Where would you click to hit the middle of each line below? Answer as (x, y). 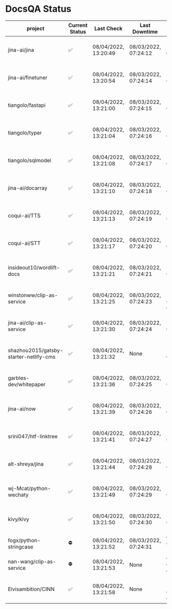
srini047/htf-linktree (33, 436)
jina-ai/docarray (28, 188)
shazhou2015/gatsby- (36, 350)
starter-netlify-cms (32, 356)
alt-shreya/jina (26, 464)
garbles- (19, 378)
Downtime (145, 31)
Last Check (109, 28)
